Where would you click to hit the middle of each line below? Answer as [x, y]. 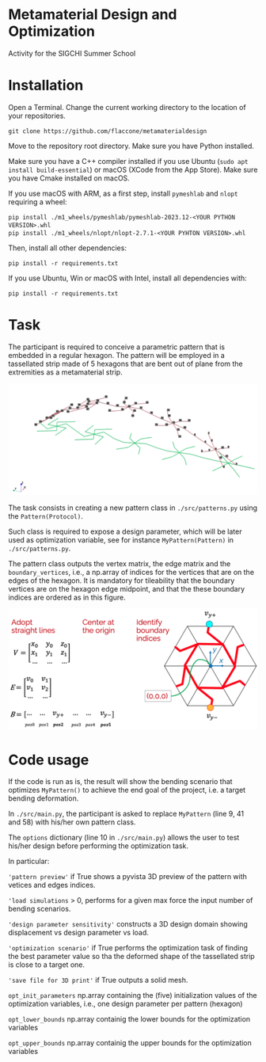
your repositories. [37, 116]
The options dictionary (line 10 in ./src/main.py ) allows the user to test [124, 838]
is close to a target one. [47, 965]
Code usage [49, 760]
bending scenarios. [40, 909]
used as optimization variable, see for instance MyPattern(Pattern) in [121, 540]
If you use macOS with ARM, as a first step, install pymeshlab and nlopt [123, 193]
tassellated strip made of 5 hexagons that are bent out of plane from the [125, 364]
